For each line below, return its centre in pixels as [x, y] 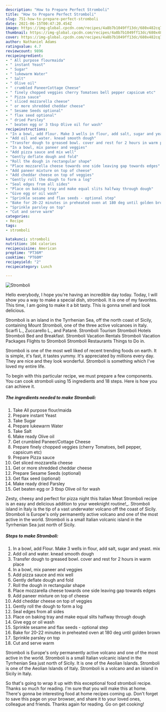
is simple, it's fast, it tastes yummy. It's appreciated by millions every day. [80, 356]
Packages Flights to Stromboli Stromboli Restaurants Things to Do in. [75, 341]
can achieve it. [20, 386]
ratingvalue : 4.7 [23, 46]
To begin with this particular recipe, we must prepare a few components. [79, 376]
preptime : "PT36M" [24, 253]
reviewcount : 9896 [24, 51]
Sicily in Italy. [19, 673]
